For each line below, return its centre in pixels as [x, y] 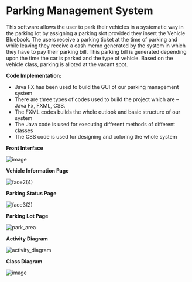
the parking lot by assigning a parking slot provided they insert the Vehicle [96, 33]
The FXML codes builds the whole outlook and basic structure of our [97, 112]
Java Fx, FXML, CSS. [40, 105]
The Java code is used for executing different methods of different [95, 124]
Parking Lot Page [27, 216]
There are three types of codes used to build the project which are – [97, 99]
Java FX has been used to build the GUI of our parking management [97, 87]
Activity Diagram [27, 239]
